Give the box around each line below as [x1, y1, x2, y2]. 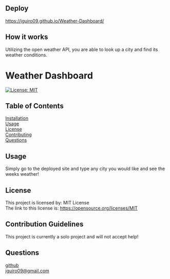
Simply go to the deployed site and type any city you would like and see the [5, 165, 165, 172]
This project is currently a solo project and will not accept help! [5, 233, 139, 239]
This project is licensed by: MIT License [5, 200, 89, 206]
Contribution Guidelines [5, 220, 84, 229]
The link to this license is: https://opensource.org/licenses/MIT [5, 205, 138, 211]
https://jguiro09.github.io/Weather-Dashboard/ [5, 17, 104, 24]
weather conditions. [5, 51, 48, 58]
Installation [5, 115, 29, 121]
